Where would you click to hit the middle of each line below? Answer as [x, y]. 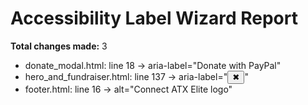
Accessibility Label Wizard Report [154, 18]
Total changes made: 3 [59, 46]
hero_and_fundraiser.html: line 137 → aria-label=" [126, 76]
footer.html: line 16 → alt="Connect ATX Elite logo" [128, 89]
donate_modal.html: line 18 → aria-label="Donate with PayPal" [153, 65]
